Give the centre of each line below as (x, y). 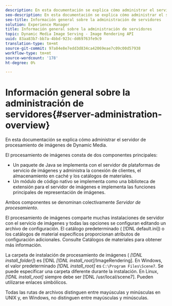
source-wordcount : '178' (32, 58)
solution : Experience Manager (38, 24)
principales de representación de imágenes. (59, 192)
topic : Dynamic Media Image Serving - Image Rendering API (70, 34)
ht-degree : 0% (20, 63)
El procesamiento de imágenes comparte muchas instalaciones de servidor (85, 218)
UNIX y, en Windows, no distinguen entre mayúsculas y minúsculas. (77, 298)
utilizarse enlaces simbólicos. (36, 282)
